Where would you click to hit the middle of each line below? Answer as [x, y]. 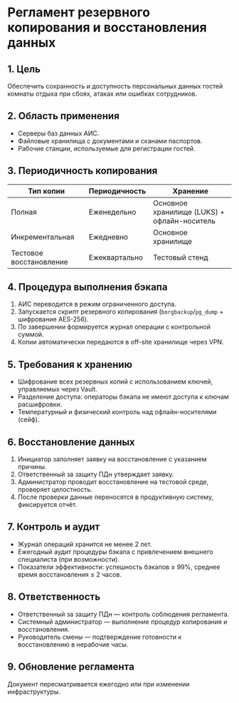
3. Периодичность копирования [83, 171]
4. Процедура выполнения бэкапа [87, 287]
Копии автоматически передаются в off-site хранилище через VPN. [121, 342]
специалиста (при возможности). [68, 559]
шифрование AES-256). [53, 319]
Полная [24, 212]
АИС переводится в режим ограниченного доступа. [97, 304]
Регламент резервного [79, 12]
